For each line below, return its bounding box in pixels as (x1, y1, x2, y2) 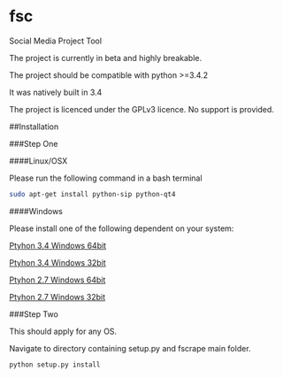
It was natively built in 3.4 (9, 87, 103, 97)
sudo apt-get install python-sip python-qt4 (9, 189, 176, 198)
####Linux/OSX (9, 155, 68, 166)
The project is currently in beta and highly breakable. (9, 52, 202, 63)
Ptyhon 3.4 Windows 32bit (9, 257, 106, 267)
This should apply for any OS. (9, 326, 118, 336)
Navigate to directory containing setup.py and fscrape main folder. (9, 343, 251, 353)
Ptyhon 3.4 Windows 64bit (9, 240, 107, 251)
